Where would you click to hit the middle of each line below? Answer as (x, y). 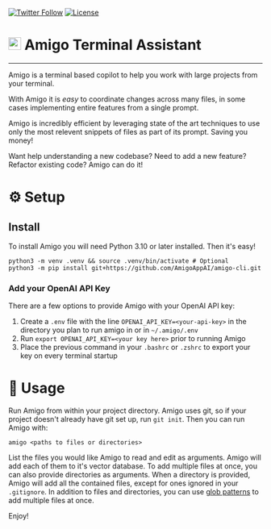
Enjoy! (19, 516)
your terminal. (31, 83)
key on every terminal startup (69, 356)
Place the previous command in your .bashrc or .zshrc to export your (135, 348)
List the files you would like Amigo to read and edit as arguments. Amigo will (135, 458)
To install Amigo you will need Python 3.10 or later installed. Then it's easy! (132, 246)
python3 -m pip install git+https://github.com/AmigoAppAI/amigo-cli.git (135, 268)
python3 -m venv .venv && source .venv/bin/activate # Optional (119, 261)
